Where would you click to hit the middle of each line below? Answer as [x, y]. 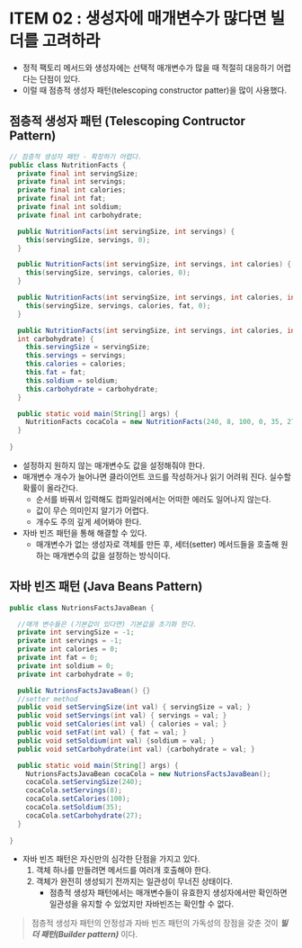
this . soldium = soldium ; [72, 380]
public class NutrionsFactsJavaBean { [82, 608]
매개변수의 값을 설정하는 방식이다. [111, 555]
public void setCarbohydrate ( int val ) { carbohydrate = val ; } [136, 749]
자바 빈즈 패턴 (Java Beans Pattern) [106, 587]
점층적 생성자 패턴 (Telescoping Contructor [127, 121]
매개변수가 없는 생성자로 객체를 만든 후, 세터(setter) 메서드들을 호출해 [157, 544]
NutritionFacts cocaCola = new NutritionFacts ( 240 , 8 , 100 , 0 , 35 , [155, 422]
